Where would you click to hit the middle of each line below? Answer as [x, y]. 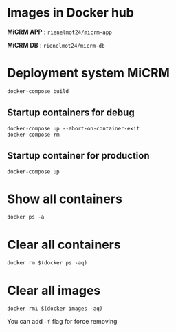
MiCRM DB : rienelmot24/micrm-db [56, 45]
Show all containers [65, 199]
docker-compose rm [33, 135]
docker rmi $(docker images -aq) [55, 309]
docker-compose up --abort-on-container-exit [73, 128]
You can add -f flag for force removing [62, 322]
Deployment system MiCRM [89, 73]
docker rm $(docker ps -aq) [47, 263]
